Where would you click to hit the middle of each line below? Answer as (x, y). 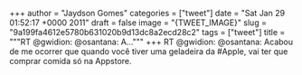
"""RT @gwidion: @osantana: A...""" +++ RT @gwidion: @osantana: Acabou (151, 42)
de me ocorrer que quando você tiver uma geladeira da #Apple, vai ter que (149, 52)
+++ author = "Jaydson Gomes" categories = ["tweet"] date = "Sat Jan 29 (147, 13)
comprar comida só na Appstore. (71, 61)
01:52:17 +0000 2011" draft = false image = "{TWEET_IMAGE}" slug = (138, 23)
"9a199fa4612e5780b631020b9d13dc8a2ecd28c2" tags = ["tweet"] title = (147, 32)
